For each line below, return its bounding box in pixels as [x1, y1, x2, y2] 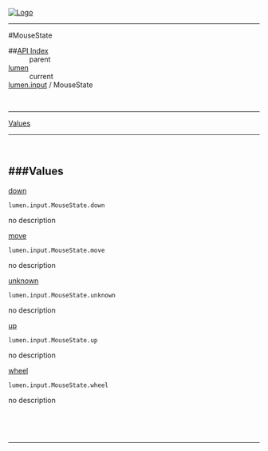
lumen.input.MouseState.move [8, 246, 105, 254]
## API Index [8, 46, 49, 55]
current [29, 72, 53, 81]
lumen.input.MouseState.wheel [8, 381, 109, 389]
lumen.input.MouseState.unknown [8, 291, 116, 299]
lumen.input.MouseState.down [8, 201, 105, 210]
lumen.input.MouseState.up [8, 336, 98, 344]
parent [29, 54, 51, 64]
